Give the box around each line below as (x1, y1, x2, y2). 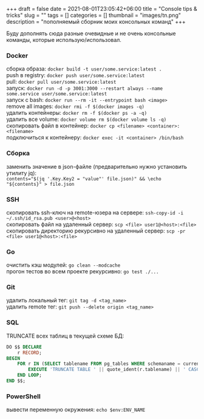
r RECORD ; (17, 349, 42, 356)
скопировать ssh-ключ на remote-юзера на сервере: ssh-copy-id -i (6, 209, 184, 216)
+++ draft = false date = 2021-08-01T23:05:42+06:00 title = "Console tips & (6, 5, 197, 12)
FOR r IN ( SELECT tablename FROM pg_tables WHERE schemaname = (17, 361, 181, 367)
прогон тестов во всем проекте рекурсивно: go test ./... (6, 268, 159, 275)
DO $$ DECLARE (6, 344, 42, 350)
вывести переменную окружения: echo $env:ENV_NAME (6, 406, 146, 414)
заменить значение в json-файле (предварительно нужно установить (6, 163, 187, 170)
